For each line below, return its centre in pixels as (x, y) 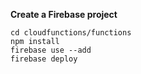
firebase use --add (51, 50)
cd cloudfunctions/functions (71, 33)
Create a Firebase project (64, 14)
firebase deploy (44, 59)
